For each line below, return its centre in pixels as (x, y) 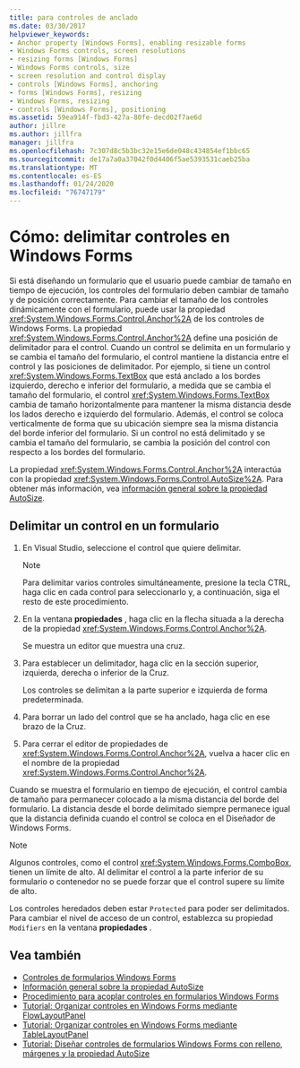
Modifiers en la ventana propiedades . (81, 927)
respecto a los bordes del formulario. (77, 452)
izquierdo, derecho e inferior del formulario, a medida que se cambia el (140, 385)
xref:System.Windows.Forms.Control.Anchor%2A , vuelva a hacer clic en (156, 753)
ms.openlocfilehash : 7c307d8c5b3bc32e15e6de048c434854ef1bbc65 (130, 151)
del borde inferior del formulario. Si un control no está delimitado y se (137, 433)
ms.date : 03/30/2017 (48, 26)
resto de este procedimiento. (76, 601)
